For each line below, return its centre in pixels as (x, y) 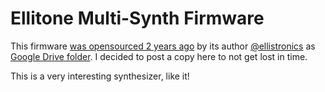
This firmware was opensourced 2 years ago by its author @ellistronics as (163, 46)
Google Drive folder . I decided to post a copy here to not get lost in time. (159, 56)
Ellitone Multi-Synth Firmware (137, 18)
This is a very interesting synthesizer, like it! (100, 76)
